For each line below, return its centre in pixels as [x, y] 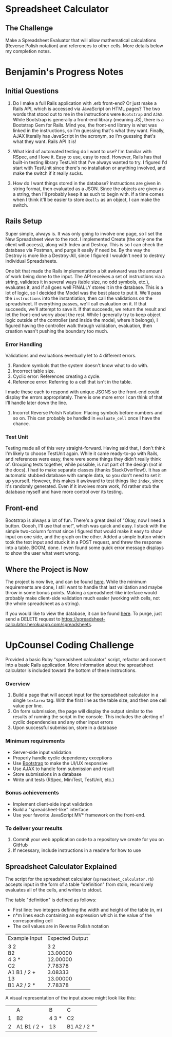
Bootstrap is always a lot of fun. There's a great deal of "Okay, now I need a [85, 520]
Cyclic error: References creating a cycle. [57, 376]
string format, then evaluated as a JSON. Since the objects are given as [88, 189]
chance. [21, 424]
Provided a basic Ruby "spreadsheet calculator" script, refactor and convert [85, 659]
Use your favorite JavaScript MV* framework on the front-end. [79, 815]
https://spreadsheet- [83, 619]
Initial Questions [32, 91]
